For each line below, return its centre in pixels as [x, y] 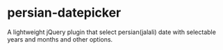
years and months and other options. [60, 39]
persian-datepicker [64, 13]
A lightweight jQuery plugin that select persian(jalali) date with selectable [112, 32]
